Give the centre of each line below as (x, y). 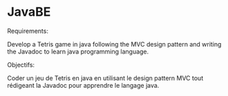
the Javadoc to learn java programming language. (78, 51)
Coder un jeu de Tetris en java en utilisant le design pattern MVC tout (105, 78)
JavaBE (29, 12)
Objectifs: (21, 64)
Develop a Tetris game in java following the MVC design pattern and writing (114, 44)
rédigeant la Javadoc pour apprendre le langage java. (83, 85)
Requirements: (28, 31)
